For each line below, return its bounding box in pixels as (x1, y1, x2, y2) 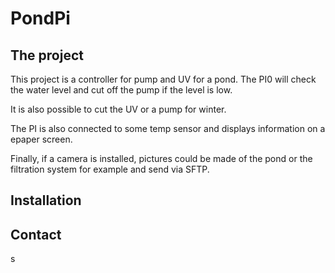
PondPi (10, 7, 71, 30)
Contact (10, 226, 62, 243)
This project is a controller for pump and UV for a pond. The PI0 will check (10, 73, 317, 85)
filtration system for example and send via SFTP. (10, 163, 210, 175)
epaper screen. (10, 133, 73, 145)
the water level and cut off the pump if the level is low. (10, 84, 233, 96)
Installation (10, 192, 82, 209)
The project (10, 47, 84, 64)
